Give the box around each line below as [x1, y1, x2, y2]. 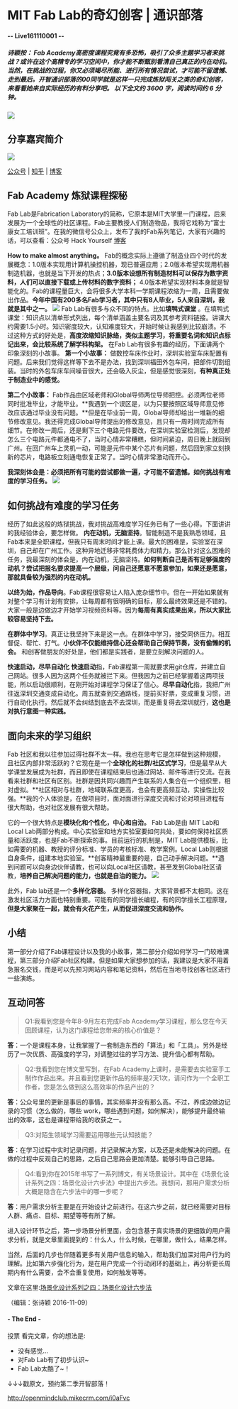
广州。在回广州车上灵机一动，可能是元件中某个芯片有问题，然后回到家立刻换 [7, 444, 231, 452]
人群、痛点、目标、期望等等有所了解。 [7, 1211, 119, 1219]
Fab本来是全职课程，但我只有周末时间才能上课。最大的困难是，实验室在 [7, 537, 217, 546]
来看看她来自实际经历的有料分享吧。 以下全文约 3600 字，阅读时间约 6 [7, 84, 214, 93]
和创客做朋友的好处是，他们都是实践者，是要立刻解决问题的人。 [21, 647, 208, 656]
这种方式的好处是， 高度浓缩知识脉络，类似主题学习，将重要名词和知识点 [13, 331, 225, 340]
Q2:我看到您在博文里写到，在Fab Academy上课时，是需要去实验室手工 [24, 1065, 231, 1073]
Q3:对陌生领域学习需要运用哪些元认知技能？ [24, 1130, 154, 1139]
